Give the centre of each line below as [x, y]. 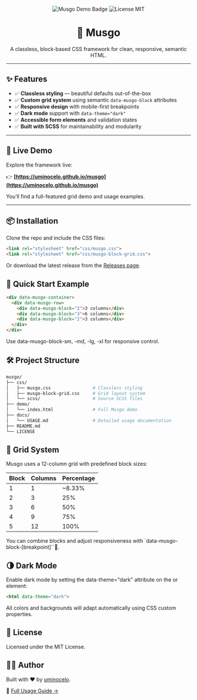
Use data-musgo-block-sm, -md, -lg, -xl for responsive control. [83, 341]
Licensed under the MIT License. [46, 647]
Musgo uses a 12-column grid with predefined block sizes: [77, 464]
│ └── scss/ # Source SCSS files [74, 399]
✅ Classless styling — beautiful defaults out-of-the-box [83, 93]
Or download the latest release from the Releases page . [73, 266]
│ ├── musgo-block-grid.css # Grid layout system [76, 393]
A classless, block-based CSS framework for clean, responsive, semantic [98, 49]
